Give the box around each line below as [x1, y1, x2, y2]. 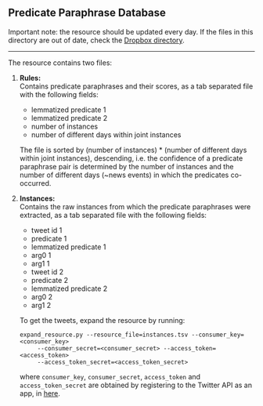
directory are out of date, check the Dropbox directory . [8, 35, 186, 45]
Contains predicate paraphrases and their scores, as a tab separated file [19, 82, 254, 91]
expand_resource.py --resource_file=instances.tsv [19, 331, 189, 339]
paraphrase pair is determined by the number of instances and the [19, 161, 234, 171]
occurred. [19, 178, 52, 187]
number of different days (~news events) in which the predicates [19, 170, 229, 179]
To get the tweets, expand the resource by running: [19, 315, 186, 324]
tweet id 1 [31, 225, 63, 234]
